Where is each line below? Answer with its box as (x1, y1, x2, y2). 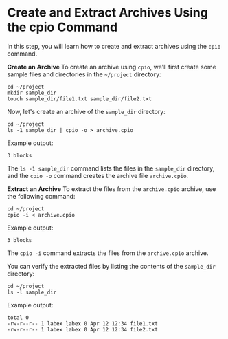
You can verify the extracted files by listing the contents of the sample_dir (7, 262, 216, 270)
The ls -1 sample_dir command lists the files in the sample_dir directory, (7, 164, 215, 173)
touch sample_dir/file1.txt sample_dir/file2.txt (7, 95, 152, 102)
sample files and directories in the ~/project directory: (7, 70, 161, 78)
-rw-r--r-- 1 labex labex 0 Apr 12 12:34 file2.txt (7, 326, 158, 333)
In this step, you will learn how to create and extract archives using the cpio (7, 42, 221, 50)
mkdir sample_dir (7, 89, 57, 96)
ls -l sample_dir (7, 289, 57, 296)
